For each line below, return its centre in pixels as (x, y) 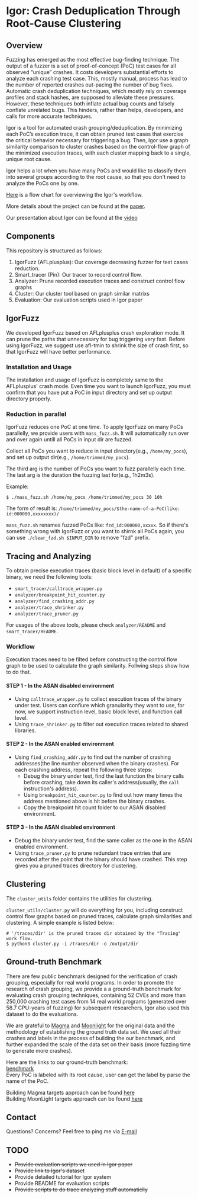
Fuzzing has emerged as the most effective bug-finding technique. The (93, 60)
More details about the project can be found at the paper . (76, 206)
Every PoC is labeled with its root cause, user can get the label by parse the (98, 1075)
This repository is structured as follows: (54, 251)
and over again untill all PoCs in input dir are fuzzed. (69, 440)
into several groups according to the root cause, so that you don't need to (96, 177)
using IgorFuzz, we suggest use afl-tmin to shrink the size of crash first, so (98, 345)
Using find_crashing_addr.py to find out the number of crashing (93, 757)
